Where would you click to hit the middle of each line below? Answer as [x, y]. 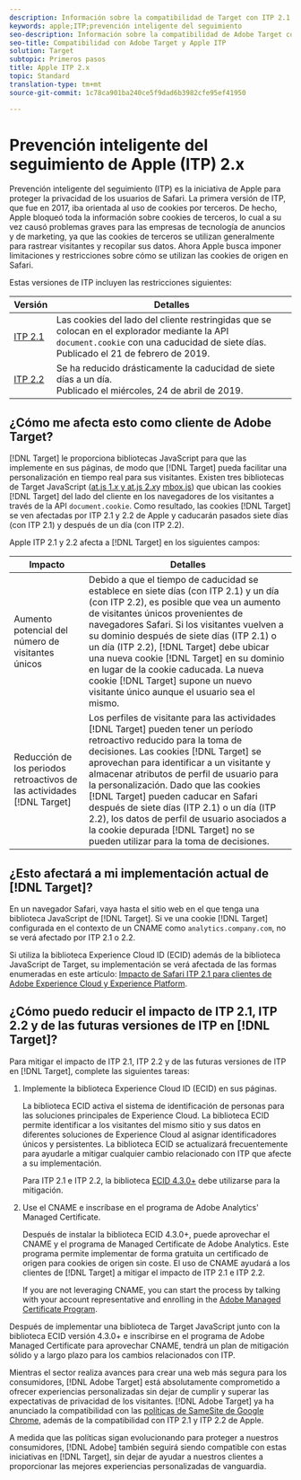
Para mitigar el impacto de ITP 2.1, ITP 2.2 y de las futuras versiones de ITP [148, 1062]
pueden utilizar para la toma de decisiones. [179, 841]
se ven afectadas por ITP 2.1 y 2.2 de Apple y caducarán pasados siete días [149, 515]
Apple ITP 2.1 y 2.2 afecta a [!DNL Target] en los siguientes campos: [135, 542]
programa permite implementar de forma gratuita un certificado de [145, 1253]
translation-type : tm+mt [56, 84]
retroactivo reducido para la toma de [165, 740]
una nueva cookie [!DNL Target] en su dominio [186, 658]
